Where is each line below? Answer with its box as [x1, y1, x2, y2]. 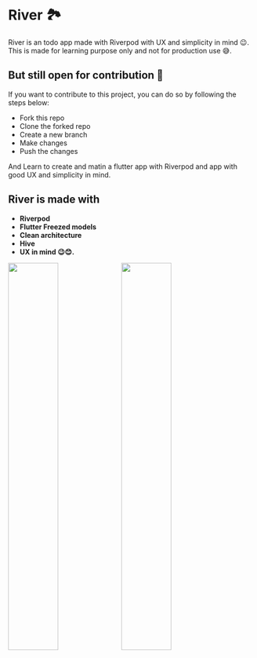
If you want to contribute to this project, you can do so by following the [8, 90, 237, 99]
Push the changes [19, 146, 78, 155]
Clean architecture [19, 230, 82, 239]
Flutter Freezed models [19, 221, 96, 232]
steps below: [8, 97, 49, 107]
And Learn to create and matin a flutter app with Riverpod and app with [8, 162, 237, 171]
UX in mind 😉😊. [19, 247, 74, 256]
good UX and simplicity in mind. [8, 170, 111, 179]
